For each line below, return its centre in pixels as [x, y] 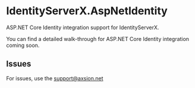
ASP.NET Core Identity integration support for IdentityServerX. [83, 27]
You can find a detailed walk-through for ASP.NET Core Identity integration [97, 39]
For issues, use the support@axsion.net [55, 78]
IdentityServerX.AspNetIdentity [87, 11]
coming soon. [23, 45]
